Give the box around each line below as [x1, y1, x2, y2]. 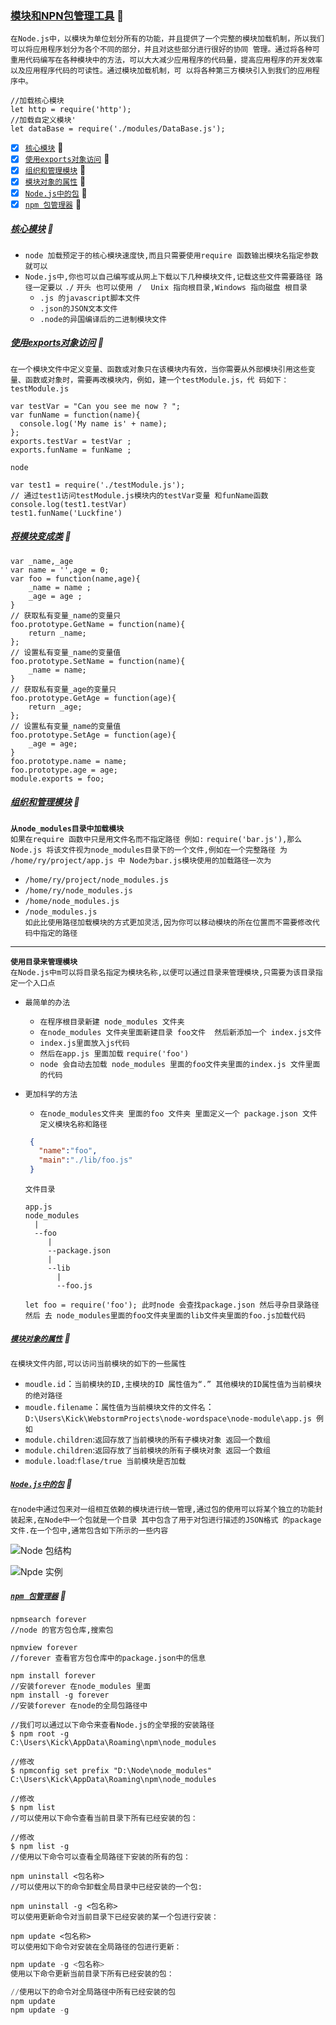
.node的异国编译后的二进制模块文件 [39, 314, 167, 324]
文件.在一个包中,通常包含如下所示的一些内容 [10, 1525, 169, 1536]
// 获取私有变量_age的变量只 [10, 684, 117, 694]
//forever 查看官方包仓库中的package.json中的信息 [10, 1653, 207, 1663]
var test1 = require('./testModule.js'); [10, 480, 186, 490]
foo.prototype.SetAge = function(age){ [10, 730, 177, 740]
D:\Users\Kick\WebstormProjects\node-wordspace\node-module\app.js [24, 1414, 312, 1424]
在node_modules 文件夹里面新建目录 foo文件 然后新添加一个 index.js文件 [39, 1027, 322, 1037]
